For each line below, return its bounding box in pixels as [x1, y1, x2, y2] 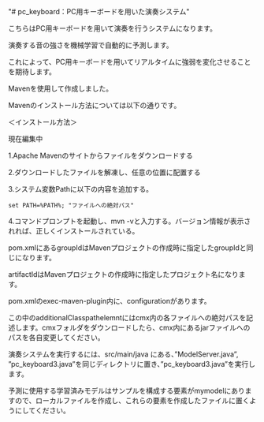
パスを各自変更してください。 [8, 333, 105, 342]
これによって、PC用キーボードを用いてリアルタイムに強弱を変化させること [8, 58, 251, 66]
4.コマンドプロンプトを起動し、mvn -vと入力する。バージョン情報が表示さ [8, 216, 251, 226]
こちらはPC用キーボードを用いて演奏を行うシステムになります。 [8, 24, 217, 33]
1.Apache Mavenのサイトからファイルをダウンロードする [8, 151, 193, 160]
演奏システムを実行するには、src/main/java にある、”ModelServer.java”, [8, 349, 239, 359]
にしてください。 [14, 405, 71, 415]
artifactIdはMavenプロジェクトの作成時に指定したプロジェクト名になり [8, 270, 239, 278]
